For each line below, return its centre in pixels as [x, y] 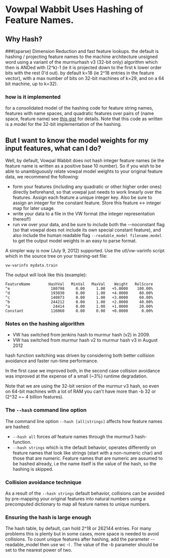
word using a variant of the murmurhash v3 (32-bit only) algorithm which [82, 62]
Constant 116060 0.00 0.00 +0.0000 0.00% [79, 311]
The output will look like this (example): [46, 275]
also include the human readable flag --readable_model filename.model [87, 235]
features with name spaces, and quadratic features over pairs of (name [80, 114]
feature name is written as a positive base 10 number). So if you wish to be [83, 166]
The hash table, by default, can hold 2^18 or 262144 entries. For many [78, 528]
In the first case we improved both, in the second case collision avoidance [83, 371]
